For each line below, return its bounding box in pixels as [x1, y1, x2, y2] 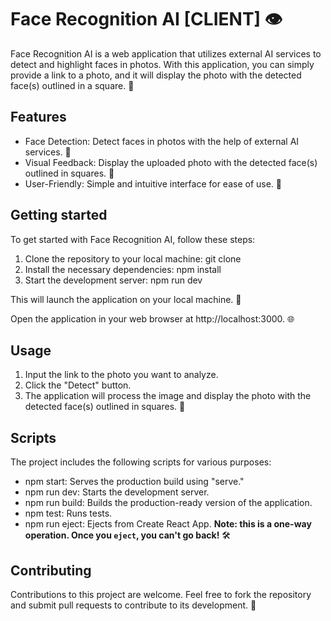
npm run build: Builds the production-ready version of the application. [24, 497, 313, 509]
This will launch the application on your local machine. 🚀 [10, 293, 242, 305]
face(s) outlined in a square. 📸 [10, 79, 135, 91]
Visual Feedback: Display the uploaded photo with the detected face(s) [24, 156, 318, 168]
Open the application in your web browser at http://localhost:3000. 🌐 [10, 312, 295, 325]
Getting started [10, 207, 108, 224]
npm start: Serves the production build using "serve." [24, 476, 245, 488]
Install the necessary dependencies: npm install [24, 263, 222, 275]
